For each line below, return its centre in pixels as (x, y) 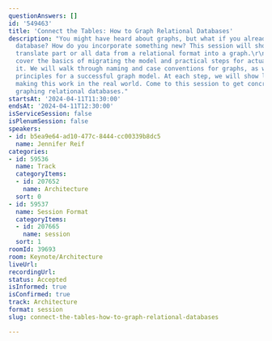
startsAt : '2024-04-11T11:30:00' (65, 99)
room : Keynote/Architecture (56, 257)
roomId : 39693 (32, 249)
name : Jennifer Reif (50, 144)
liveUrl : (23, 264)
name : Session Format (52, 211)
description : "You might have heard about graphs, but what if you (125, 38)
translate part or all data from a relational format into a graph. (134, 53)
